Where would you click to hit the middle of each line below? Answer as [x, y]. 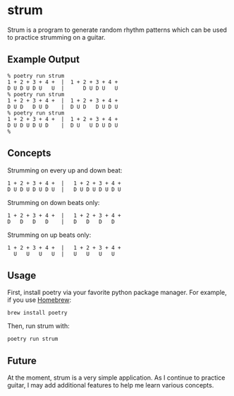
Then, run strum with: [38, 326]
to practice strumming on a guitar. [56, 37]
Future [22, 360]
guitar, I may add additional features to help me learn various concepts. [111, 385]
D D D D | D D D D [61, 221]
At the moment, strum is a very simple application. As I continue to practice [116, 378]
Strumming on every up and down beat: [65, 170]
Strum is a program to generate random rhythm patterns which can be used [117, 30]
